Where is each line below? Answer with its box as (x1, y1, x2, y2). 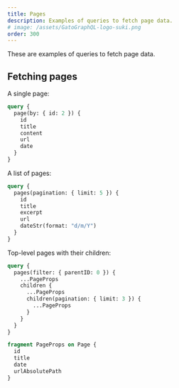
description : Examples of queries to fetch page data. (7, 17, 173, 24)
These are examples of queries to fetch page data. (7, 50, 156, 58)
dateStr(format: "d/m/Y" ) (20, 222, 97, 230)
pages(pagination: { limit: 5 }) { (13, 189, 119, 196)
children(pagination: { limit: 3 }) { (26, 295, 141, 303)
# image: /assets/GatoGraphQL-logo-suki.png (7, 23, 141, 31)
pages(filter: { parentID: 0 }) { (13, 268, 116, 276)
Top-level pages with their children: (7, 248, 112, 257)
